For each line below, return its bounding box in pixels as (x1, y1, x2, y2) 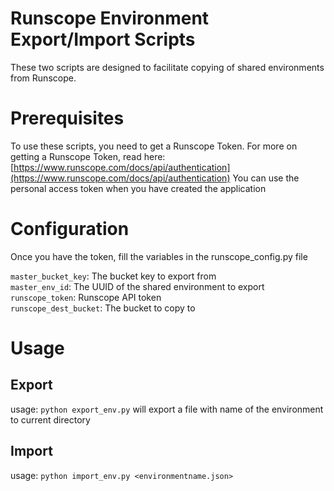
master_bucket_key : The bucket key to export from (10, 270, 217, 282)
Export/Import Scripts (10, 28, 196, 51)
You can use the (232, 172, 300, 184)
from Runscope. (10, 72, 77, 84)
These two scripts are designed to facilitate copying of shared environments (10, 61, 325, 73)
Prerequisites (10, 107, 125, 130)
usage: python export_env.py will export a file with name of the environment (10, 403, 324, 415)
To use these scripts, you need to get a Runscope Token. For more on (10, 140, 298, 152)
